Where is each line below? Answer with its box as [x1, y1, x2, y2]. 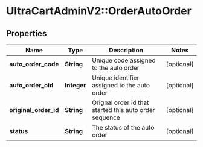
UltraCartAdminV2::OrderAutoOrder [6, 4, 192, 18]
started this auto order [91, 106, 155, 114]
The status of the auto [91, 124, 155, 131]
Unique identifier [91, 73, 140, 82]
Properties [6, 28, 47, 39]
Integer [65, 81, 86, 89]
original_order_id [9, 106, 59, 114]
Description [108, 46, 144, 54]
